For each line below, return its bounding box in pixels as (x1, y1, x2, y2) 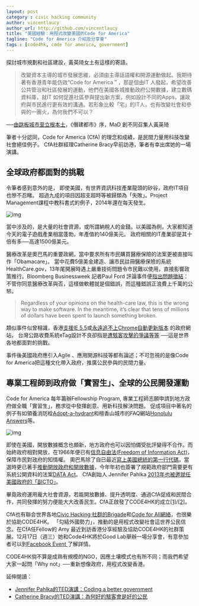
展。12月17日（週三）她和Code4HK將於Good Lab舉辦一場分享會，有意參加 (6, 533, 189, 540)
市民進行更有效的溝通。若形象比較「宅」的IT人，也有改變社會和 (31, 101, 187, 108)
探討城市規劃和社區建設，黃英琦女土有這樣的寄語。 (6, 59, 131, 66)
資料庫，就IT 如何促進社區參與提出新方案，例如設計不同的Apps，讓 (20, 93, 185, 101)
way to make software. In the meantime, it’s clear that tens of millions (20, 306, 190, 313)
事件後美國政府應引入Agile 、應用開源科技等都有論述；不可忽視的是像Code (6, 351, 189, 358)
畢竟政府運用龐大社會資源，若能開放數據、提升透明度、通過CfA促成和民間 (6, 490, 187, 498)
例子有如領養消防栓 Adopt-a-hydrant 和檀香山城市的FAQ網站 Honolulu (6, 409, 173, 416)
